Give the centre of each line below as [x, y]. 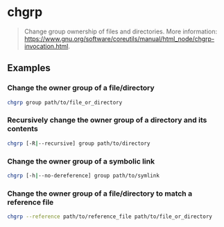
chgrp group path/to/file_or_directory [65, 102]
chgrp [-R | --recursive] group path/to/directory [79, 143]
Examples [29, 68]
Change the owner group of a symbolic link [81, 161]
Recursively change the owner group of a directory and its [107, 120]
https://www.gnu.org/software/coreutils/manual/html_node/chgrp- [119, 38]
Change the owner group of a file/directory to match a [100, 194]
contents [23, 129]
